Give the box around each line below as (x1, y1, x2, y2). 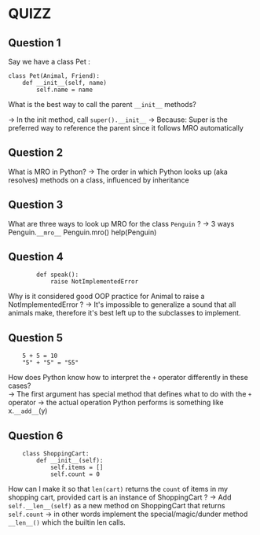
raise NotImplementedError (49, 278, 139, 286)
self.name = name (36, 86, 93, 94)
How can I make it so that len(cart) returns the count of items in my (8, 485, 229, 494)
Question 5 (8, 331, 64, 345)
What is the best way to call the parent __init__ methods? (8, 100, 196, 109)
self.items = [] (49, 463, 104, 472)
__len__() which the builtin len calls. (8, 518, 126, 527)
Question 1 (8, 36, 61, 50)
